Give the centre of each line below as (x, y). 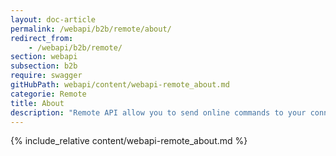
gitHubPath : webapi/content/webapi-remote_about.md (120, 85)
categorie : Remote (48, 94)
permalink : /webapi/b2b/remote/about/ (91, 29)
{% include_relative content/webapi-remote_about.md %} (129, 141)
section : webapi (44, 57)
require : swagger (46, 76)
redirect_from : (42, 38)
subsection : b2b (44, 66)
